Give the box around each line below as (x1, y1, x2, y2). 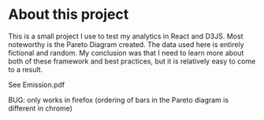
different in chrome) (8, 104, 73, 113)
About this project (8, 5, 129, 24)
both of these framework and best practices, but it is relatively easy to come (8, 56, 256, 66)
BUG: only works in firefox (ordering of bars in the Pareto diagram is (8, 95, 229, 104)
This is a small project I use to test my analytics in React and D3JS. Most (8, 31, 244, 41)
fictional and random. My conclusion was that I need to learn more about (8, 48, 244, 57)
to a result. (8, 64, 43, 74)
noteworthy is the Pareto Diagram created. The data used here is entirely (8, 39, 244, 49)
